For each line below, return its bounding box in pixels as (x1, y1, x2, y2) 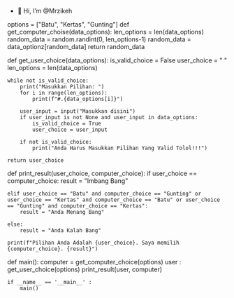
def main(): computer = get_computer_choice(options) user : (7, 258, 182, 266)
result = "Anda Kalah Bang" (20, 227, 101, 234)
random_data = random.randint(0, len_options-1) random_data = (7, 35, 192, 43)
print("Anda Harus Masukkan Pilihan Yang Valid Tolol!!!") (32, 144, 208, 151)
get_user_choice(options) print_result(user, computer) (7, 265, 163, 273)
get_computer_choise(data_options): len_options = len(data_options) (7, 28, 204, 36)
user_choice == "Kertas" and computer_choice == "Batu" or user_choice (7, 196, 220, 203)
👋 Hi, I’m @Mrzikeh (17, 7, 73, 15)
